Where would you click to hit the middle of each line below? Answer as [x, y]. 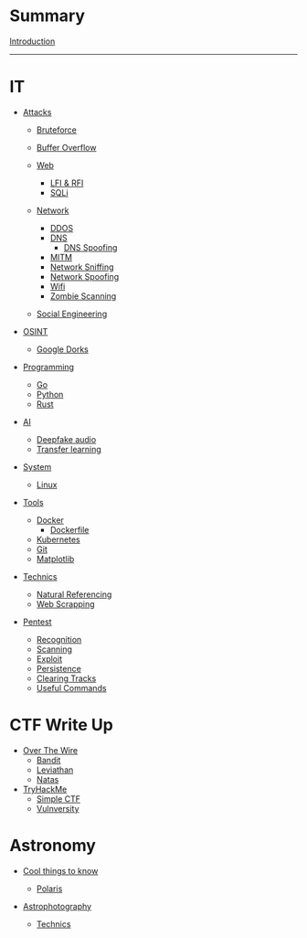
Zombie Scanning [83, 296]
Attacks [37, 112]
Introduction [32, 41]
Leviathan [55, 770]
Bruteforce [57, 130]
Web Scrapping [65, 603]
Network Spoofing [85, 276]
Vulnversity [58, 808]
